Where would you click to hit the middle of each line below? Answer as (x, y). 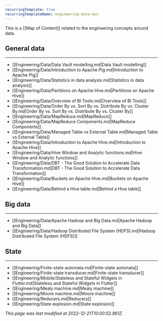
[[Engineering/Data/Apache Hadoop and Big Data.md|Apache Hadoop (82, 221)
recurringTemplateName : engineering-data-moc (52, 14)
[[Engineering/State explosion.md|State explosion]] (63, 304)
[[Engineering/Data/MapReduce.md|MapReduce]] (62, 116)
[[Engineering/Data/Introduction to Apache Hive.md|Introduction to (79, 142)
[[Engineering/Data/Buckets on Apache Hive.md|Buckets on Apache (80, 179)
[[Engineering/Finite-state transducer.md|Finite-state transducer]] (78, 273)
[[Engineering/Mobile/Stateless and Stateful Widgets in (67, 278)
